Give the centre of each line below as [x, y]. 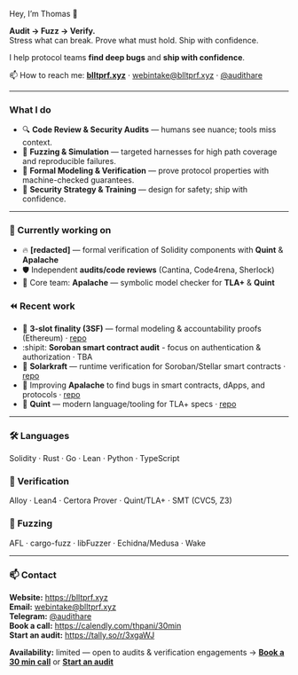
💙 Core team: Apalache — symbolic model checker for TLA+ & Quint [148, 282]
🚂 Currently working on [60, 231]
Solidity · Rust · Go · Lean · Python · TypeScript [94, 459]
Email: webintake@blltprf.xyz [63, 607]
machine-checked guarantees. [78, 180]
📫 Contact [33, 575]
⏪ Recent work [42, 306]
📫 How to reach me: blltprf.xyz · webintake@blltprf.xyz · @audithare [136, 75]
